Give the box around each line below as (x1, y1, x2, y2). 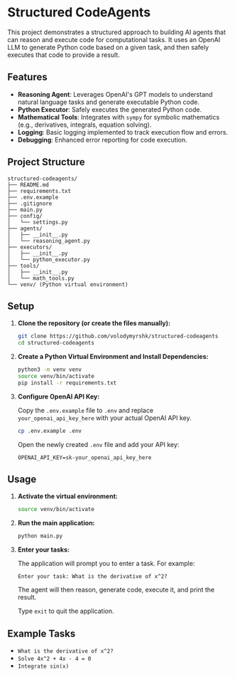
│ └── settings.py (7, 219, 69, 226)
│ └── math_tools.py (7, 275, 75, 282)
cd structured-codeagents (17, 340, 94, 347)
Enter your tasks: (17, 545, 70, 554)
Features (7, 71, 48, 83)
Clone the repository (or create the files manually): (17, 319, 170, 327)
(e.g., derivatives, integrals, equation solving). (17, 120, 152, 129)
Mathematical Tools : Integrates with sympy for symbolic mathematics (17, 112, 220, 121)
